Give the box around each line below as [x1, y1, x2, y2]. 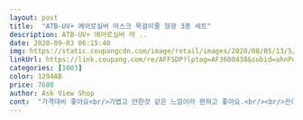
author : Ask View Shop [9, 88, 95, 97]
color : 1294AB [9, 72, 63, 81]
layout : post [9, 13, 59, 23]
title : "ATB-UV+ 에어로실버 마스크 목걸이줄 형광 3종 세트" [9, 22, 212, 31]
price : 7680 [9, 80, 54, 89]
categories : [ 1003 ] [9, 64, 83, 73]
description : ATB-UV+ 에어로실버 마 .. [9, 30, 148, 39]
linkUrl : [9, 55, 42, 64]
